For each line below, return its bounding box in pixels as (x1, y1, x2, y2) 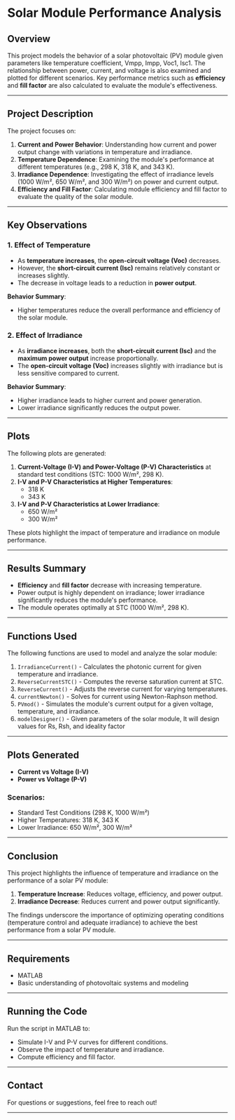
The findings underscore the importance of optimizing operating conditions (7, 911, 225, 920)
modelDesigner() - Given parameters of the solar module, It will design (17, 715, 220, 723)
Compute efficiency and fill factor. (17, 1053, 115, 1061)
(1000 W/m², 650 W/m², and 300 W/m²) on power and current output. (17, 177, 219, 186)
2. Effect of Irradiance (7, 331, 83, 341)
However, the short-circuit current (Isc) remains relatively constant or (17, 264, 220, 272)
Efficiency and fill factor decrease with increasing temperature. (17, 581, 202, 589)
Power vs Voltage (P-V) (17, 775, 87, 784)
